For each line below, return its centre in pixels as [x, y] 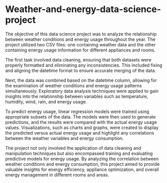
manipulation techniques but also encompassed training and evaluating [79, 153]
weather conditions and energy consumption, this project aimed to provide [82, 164]
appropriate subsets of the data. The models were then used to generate [80, 116]
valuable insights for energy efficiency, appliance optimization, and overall [82, 169]
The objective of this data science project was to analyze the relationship [81, 34]
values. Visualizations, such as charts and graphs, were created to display [82, 128]
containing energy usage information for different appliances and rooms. [80, 50]
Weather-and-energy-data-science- [83, 9]
